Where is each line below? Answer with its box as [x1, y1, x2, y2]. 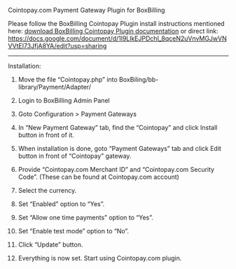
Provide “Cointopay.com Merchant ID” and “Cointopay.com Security [18, 166, 215, 173]
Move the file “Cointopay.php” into [18, 75, 118, 83]
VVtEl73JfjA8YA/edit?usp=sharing [8, 42, 107, 50]
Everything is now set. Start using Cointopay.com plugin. [18, 254, 182, 262]
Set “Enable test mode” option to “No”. [18, 227, 129, 235]
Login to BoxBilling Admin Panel [18, 96, 111, 104]
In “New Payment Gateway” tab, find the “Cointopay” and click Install [18, 124, 218, 131]
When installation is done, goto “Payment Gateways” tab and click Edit [18, 145, 221, 152]
